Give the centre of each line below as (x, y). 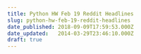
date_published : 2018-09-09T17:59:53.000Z (70, 27)
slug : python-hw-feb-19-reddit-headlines (69, 20)
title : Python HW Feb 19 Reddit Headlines (70, 14)
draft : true (25, 40)
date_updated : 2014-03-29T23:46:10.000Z (70, 33)
